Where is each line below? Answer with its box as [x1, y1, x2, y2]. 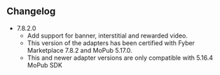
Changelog [6, 6, 56, 17]
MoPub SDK [27, 60, 62, 69]
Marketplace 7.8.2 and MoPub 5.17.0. [27, 46, 132, 54]
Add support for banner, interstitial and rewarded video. [27, 31, 188, 40]
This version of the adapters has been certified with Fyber [27, 38, 195, 47]
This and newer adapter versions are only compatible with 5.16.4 [27, 53, 214, 62]
